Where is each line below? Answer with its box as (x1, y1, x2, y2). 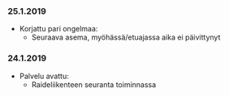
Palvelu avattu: (19, 71, 70, 81)
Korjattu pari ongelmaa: (19, 24, 98, 34)
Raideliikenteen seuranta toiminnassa (31, 79, 157, 90)
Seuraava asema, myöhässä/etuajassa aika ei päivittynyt (31, 32, 221, 42)
